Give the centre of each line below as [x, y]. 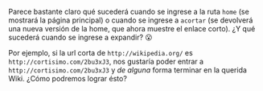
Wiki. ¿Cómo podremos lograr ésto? [68, 79]
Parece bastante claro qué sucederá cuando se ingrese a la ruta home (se [129, 12]
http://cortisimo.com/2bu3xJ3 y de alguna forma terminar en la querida [128, 70]
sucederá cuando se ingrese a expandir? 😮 [80, 37]
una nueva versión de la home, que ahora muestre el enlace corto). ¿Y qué [132, 29]
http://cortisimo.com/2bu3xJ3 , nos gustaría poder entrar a [106, 61]
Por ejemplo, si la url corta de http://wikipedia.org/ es [101, 53]
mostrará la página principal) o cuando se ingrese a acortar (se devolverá [131, 20]
